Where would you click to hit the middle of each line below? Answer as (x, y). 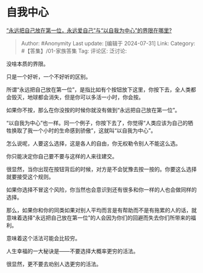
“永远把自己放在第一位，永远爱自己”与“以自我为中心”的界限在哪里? (89, 30)
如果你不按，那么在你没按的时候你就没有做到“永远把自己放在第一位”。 (93, 110)
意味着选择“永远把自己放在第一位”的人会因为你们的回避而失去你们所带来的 (99, 217)
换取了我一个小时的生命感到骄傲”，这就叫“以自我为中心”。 (84, 130)
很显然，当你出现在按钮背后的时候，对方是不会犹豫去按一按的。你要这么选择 (101, 169)
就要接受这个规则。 (30, 177)
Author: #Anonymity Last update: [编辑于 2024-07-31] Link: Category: (108, 43)
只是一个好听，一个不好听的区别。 (49, 76)
